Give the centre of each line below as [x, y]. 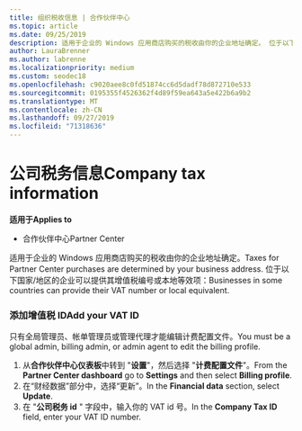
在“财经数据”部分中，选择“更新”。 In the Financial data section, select [151, 386]
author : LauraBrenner [50, 51]
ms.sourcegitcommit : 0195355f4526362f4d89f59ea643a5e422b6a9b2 [130, 93]
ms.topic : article [44, 26]
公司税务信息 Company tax [107, 174]
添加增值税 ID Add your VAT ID [74, 315]
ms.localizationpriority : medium [72, 68]
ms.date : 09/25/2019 [48, 34]
